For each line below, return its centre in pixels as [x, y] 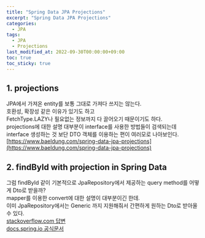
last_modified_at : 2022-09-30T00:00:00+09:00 [65, 52]
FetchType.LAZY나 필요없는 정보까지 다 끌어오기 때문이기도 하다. [84, 119]
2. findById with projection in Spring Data [87, 167]
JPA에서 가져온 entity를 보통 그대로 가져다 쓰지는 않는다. [74, 104]
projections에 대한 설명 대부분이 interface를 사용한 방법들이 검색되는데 [91, 127]
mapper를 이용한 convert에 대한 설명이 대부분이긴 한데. [73, 198]
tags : [13, 35]
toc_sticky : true [29, 63]
